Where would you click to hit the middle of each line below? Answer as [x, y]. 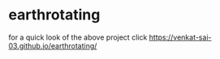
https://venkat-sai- [180, 37]
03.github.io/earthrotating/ [53, 45]
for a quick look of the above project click [78, 37]
